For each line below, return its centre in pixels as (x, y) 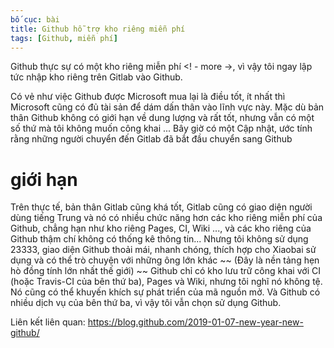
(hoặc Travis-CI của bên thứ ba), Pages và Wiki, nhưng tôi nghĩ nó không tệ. (166, 282)
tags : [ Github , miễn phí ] (64, 38)
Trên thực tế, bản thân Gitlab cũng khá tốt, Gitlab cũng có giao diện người (161, 207)
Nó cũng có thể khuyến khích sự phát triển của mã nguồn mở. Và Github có (165, 292)
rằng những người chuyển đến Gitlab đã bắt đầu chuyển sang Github (151, 139)
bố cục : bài (35, 19)
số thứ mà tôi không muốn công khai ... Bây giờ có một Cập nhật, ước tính (161, 128)
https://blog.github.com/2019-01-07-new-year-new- (195, 322)
